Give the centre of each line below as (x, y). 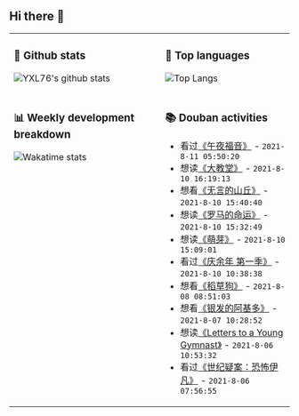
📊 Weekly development (74, 117)
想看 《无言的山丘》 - (225, 190)
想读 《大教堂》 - (216, 168)
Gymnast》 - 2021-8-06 (227, 345)
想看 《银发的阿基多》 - (229, 308)
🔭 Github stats (50, 56)
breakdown (42, 134)
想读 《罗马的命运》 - (225, 214)
